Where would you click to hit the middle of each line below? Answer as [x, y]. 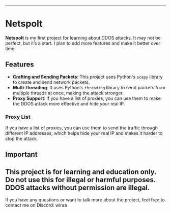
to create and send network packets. [51, 82]
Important [21, 154]
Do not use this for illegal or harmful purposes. [81, 180]
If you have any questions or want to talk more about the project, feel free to [85, 200]
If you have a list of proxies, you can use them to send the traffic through [81, 128]
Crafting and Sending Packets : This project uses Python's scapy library [88, 77]
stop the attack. [22, 139]
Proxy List [18, 117]
